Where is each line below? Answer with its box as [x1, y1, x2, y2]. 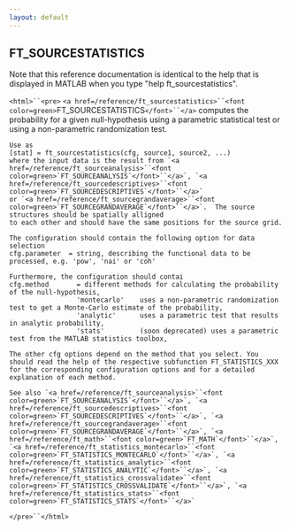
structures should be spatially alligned [9, 211, 164, 219]
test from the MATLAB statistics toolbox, [9, 334, 168, 343]
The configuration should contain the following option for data [9, 234, 255, 243]
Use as [9, 141, 34, 150]
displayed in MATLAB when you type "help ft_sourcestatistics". [9, 79, 239, 89]
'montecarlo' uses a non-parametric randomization [76, 296, 279, 305]
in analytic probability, [9, 319, 104, 328]
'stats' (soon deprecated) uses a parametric [76, 326, 279, 336]
